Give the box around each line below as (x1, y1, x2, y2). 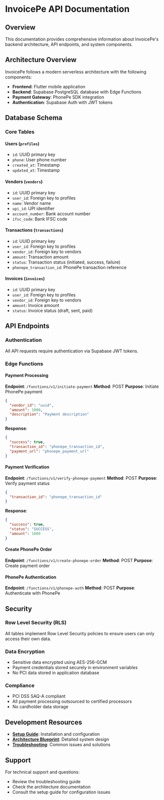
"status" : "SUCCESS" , (9, 527, 54, 532)
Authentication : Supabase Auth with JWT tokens (12, 99, 113, 105)
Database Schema (5, 114, 63, 122)
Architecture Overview (5, 56, 77, 64)
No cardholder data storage (12, 704, 69, 710)
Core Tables (5, 128, 34, 135)
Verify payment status (5, 480, 50, 486)
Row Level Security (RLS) (5, 619, 66, 626)
